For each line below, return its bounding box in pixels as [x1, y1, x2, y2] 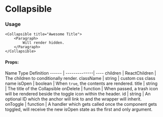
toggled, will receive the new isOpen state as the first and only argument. [5, 106, 153, 112]
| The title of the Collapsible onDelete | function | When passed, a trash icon [5, 85, 158, 91]
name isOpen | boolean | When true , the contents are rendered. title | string [5, 80, 158, 86]
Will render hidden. [23, 40, 65, 45]
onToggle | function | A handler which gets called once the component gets [5, 101, 157, 107]
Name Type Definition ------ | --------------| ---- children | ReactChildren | [5, 70, 157, 76]
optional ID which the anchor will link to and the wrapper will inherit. [5, 96, 142, 102]
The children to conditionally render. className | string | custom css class [5, 75, 156, 81]
